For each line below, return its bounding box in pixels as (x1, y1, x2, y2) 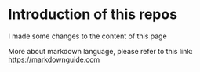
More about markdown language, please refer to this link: (8, 46, 194, 56)
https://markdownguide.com (8, 55, 100, 64)
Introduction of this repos (8, 5, 178, 23)
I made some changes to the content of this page (8, 31, 167, 41)
